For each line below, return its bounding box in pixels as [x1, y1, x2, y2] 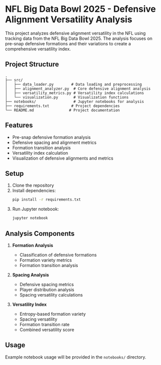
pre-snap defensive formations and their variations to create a [5, 40, 131, 46]
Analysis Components [5, 229, 75, 237]
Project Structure [5, 60, 59, 68]
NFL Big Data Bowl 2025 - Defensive [5, 3, 156, 15]
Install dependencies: [12, 188, 56, 194]
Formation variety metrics [19, 257, 72, 263]
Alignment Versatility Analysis [5, 14, 132, 25]
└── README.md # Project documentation [5, 107, 120, 113]
